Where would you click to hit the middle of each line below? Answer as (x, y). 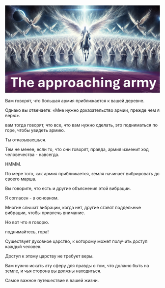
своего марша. (21, 179)
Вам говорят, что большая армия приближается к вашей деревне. (75, 100)
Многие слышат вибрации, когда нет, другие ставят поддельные (73, 207)
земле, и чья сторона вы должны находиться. (53, 271)
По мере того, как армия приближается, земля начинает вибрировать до (82, 173)
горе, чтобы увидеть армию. (35, 130)
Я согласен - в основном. (32, 198)
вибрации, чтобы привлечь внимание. (45, 213)
